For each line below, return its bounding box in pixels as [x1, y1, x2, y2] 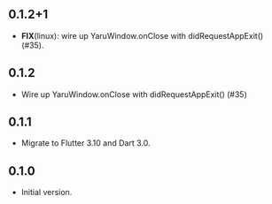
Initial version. [20, 187, 73, 198]
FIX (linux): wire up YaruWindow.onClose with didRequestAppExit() [20, 30, 264, 41]
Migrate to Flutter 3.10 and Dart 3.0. [20, 138, 151, 148]
